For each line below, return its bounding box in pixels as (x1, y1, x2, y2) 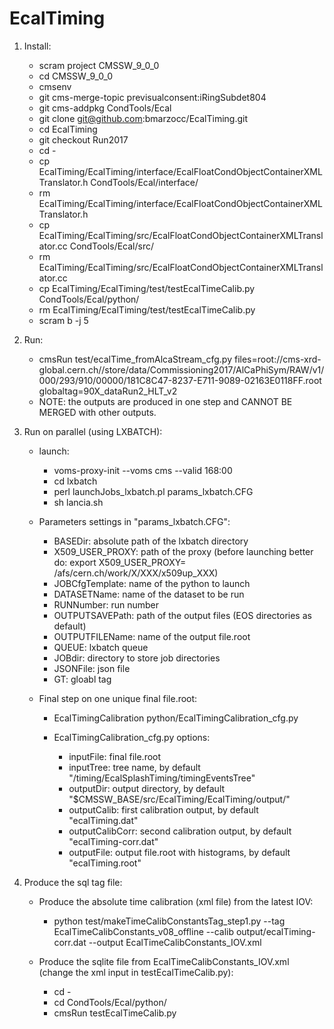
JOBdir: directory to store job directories (53, 652, 221, 664)
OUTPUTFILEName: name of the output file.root (53, 630, 251, 642)
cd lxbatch (53, 475, 98, 487)
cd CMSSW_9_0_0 (38, 70, 114, 82)
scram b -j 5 (38, 314, 89, 326)
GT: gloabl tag (53, 673, 112, 685)
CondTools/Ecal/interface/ (90, 176, 199, 188)
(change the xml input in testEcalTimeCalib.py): (38, 966, 234, 978)
